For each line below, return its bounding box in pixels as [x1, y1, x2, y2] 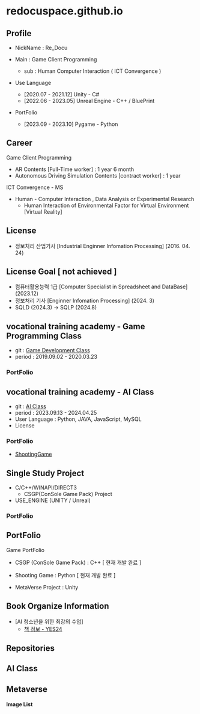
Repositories [6, 643, 55, 654]
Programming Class [6, 331, 82, 341]
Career [6, 138, 33, 148]
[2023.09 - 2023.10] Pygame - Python [23, 120, 118, 128]
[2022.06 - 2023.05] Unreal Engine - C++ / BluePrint [23, 98, 155, 104]
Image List [6, 701, 33, 708]
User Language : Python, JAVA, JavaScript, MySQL [14, 415, 142, 423]
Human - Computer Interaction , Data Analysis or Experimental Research [14, 195, 195, 202]
